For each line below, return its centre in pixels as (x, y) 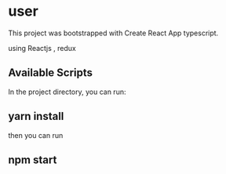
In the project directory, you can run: (67, 92)
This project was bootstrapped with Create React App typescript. (113, 33)
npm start (33, 159)
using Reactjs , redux (42, 48)
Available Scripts (50, 73)
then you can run (36, 135)
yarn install (36, 116)
